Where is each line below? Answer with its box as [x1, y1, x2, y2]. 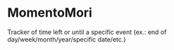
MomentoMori [7, 5, 93, 21]
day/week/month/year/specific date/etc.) [7, 35, 126, 43]
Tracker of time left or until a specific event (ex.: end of [7, 28, 167, 36]
